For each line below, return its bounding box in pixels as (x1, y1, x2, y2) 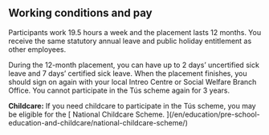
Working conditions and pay (8, 6, 153, 20)
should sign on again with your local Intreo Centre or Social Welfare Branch (8, 77, 257, 86)
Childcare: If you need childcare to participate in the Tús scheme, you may (8, 101, 256, 110)
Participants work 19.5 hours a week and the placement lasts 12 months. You (8, 27, 262, 37)
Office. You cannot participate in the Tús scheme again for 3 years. (8, 85, 230, 95)
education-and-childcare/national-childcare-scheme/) (8, 117, 189, 127)
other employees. (8, 44, 67, 54)
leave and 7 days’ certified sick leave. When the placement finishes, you (8, 68, 247, 78)
